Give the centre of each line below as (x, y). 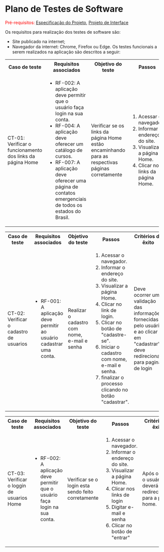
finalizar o (113, 377)
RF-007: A (68, 162)
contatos (65, 193)
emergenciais (71, 199)
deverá (150, 486)
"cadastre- (114, 334)
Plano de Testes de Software (64, 9)
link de (109, 310)
